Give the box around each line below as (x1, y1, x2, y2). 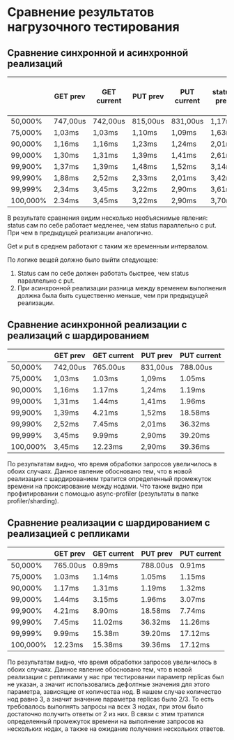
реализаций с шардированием (7, 330, 150, 342)
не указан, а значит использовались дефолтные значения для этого (7, 680, 210, 688)
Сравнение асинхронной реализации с (7, 319, 187, 331)
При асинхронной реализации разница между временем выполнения (17, 284, 226, 292)
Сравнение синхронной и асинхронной (7, 47, 189, 59)
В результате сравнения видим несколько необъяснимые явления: (7, 214, 208, 222)
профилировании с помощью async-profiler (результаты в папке (7, 489, 199, 498)
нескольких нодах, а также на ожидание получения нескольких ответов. (7, 724, 225, 733)
